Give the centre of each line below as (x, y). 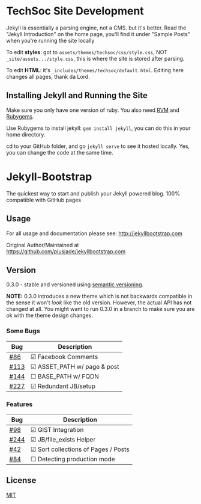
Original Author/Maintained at (43, 245)
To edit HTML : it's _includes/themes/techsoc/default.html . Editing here (95, 70)
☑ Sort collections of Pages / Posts (80, 449)
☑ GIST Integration (57, 429)
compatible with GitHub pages (44, 200)
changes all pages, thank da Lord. (48, 76)
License (21, 480)
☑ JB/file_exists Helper (63, 439)
